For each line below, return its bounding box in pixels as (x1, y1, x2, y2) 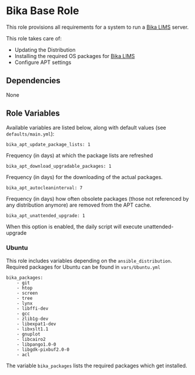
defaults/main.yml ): (6, 130, 55, 137)
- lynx (16, 300, 33, 306)
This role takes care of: (6, 35, 62, 42)
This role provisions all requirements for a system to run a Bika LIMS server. (6, 23, 189, 31)
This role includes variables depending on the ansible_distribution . (6, 257, 172, 264)
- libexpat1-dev (16, 321, 57, 327)
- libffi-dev (16, 305, 49, 312)
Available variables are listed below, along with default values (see (6, 124, 166, 131)
